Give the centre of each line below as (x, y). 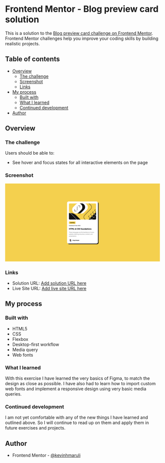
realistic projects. (23, 43)
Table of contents (32, 59)
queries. (14, 394)
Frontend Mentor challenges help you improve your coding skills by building (82, 38)
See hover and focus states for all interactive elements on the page (80, 163)
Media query (25, 349)
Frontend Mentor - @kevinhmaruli (46, 455)
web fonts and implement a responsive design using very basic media (76, 389)
